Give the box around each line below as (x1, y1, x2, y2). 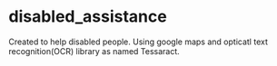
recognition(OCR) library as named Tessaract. (8, 45, 181, 56)
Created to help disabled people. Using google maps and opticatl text (8, 36, 269, 47)
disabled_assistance (8, 6, 167, 27)
